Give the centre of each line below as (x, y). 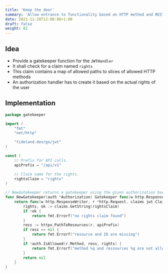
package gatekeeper (25, 115)
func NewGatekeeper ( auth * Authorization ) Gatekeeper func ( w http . (76, 197)
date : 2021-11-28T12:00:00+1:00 (39, 19)
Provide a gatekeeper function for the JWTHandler (63, 61)
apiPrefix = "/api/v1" (38, 165)
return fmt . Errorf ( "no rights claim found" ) (79, 216)
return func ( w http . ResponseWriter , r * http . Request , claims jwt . (85, 202)
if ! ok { (32, 211)
